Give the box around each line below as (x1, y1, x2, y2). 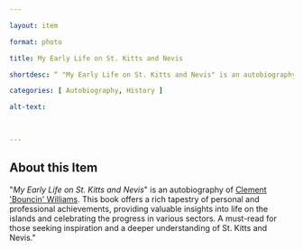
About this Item (9, 160, 98, 176)
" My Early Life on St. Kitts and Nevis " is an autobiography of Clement (9, 184, 268, 195)
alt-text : (9, 103, 47, 112)
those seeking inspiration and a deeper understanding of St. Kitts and (9, 222, 268, 233)
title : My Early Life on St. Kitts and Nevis (9, 53, 183, 63)
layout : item (9, 21, 59, 30)
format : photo (9, 37, 63, 46)
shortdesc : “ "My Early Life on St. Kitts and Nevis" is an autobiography (9, 69, 297, 79)
